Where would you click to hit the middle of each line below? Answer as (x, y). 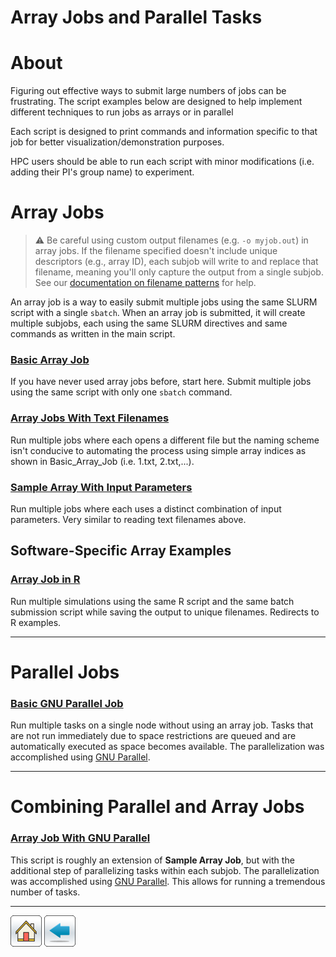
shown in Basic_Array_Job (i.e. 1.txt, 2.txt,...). (102, 461)
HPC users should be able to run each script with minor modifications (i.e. (162, 162)
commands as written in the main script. (93, 334)
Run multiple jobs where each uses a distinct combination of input (146, 508)
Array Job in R (45, 579)
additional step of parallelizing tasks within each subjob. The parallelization (165, 870)
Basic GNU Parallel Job (67, 703)
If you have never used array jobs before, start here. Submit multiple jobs (161, 382)
